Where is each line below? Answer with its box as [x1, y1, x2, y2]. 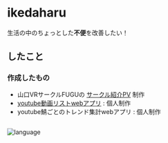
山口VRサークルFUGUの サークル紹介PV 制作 [17, 90, 145, 98]
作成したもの [7, 73, 50, 83]
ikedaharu [7, 5, 67, 21]
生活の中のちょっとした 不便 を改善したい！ [7, 28, 129, 37]
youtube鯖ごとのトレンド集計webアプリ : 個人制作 [17, 107, 161, 115]
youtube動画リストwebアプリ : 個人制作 [17, 99, 131, 107]
